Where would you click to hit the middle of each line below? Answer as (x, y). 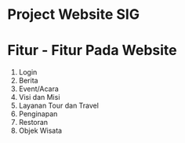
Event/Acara (39, 89)
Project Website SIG (74, 15)
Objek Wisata (40, 130)
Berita (28, 81)
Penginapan (38, 114)
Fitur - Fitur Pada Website (92, 51)
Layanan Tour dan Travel (59, 106)
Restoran (33, 123)
